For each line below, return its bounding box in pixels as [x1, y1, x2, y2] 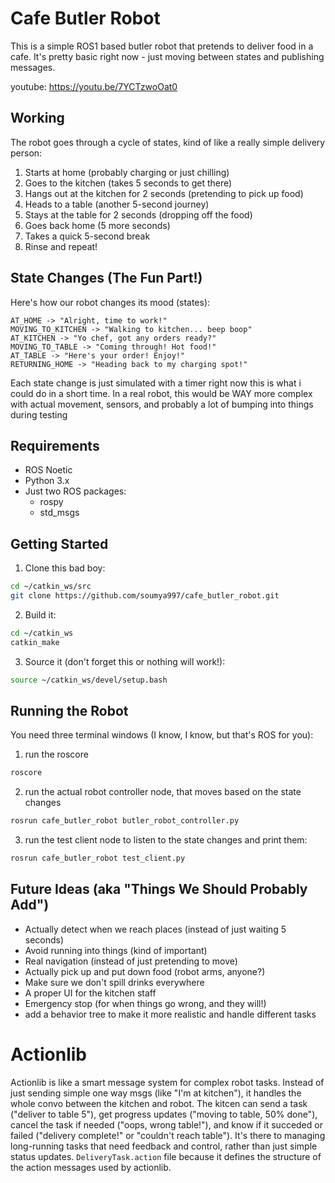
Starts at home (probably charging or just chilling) [24, 166, 230, 178]
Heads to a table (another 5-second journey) [24, 198, 210, 210]
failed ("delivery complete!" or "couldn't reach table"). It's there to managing [10, 1129, 326, 1141]
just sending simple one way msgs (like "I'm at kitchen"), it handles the [10, 1087, 302, 1099]
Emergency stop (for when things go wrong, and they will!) [24, 997, 267, 1009]
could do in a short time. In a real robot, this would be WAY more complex [10, 387, 313, 399]
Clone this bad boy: [24, 562, 106, 574]
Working [10, 110, 65, 127]
